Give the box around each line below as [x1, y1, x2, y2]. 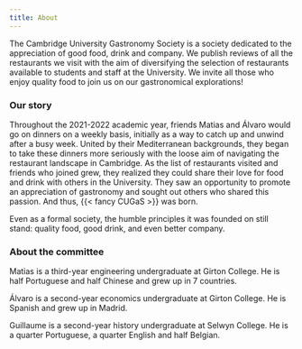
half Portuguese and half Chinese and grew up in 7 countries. [9, 276, 237, 287]
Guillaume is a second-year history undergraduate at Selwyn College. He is [9, 320, 288, 331]
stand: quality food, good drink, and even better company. [9, 223, 225, 234]
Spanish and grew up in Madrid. [9, 303, 128, 314]
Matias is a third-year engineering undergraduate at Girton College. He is [9, 266, 280, 277]
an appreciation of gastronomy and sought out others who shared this [9, 186, 270, 197]
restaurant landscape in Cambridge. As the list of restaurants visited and [9, 157, 279, 168]
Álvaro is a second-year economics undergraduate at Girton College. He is [9, 293, 287, 304]
